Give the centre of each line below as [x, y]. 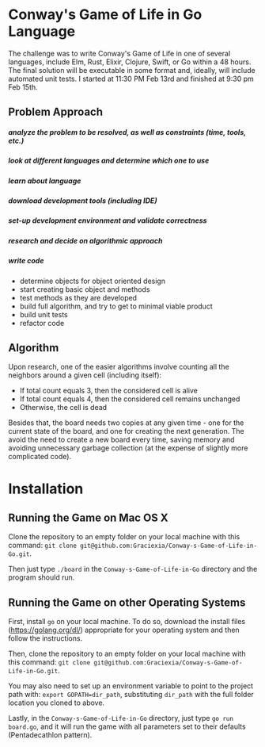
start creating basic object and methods [85, 289]
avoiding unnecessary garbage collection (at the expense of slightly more [128, 448]
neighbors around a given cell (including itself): [85, 375]
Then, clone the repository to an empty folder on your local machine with [127, 654]
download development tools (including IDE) [83, 201]
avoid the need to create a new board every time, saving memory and [121, 440]
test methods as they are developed [78, 297]
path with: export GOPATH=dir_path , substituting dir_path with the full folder [131, 695]
